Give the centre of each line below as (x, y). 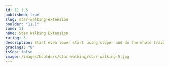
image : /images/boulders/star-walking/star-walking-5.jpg (67, 57)
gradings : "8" (20, 47)
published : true (22, 15)
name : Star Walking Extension (37, 33)
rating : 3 (16, 38)
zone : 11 (14, 29)
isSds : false (19, 52)
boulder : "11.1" (22, 24)
